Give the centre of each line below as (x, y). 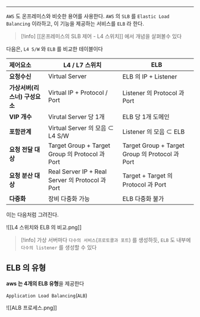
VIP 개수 (21, 117)
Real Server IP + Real (77, 172)
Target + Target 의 (147, 175)
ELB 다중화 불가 (143, 199)
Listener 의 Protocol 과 (153, 93)
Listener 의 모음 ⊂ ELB (154, 132)
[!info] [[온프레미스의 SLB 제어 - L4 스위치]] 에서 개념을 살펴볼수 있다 (101, 36)
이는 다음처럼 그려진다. (32, 215)
